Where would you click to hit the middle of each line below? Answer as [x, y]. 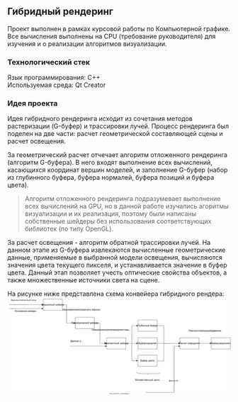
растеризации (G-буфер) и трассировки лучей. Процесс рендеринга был [118, 126]
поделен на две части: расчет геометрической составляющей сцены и [115, 134]
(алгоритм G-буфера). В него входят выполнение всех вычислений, [110, 163]
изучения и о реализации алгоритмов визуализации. [87, 44]
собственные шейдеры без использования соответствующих [118, 222]
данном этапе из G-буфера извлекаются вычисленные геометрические [117, 250]
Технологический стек [49, 62]
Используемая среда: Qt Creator [57, 85]
